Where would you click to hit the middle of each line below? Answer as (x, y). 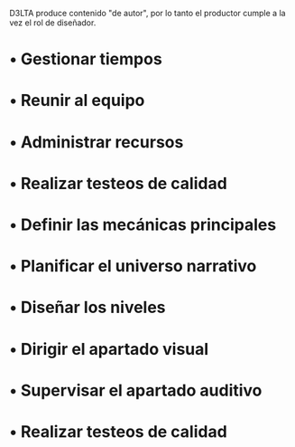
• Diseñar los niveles (88, 308)
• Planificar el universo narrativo (133, 266)
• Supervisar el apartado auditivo (136, 390)
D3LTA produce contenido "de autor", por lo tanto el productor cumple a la (147, 13)
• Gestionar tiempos (86, 59)
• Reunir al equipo (77, 101)
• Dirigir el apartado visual (109, 349)
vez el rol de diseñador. (53, 23)
